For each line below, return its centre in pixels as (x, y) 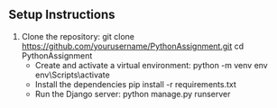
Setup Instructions (62, 15)
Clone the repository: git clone (78, 36)
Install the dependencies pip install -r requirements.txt (135, 84)
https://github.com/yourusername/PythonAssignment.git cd (133, 46)
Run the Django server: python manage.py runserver (133, 94)
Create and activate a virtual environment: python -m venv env (151, 65)
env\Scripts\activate (72, 75)
